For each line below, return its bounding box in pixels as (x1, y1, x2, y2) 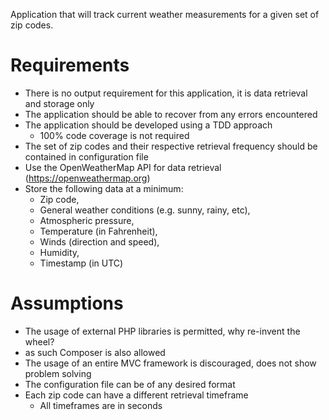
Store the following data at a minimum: (24, 182, 184, 194)
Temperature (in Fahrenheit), (39, 225, 158, 237)
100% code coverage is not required (39, 129, 190, 141)
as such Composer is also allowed (24, 346, 166, 358)
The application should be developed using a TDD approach (24, 119, 273, 131)
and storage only (24, 97, 95, 109)
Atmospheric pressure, (39, 214, 135, 226)
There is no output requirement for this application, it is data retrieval (24, 87, 308, 99)
